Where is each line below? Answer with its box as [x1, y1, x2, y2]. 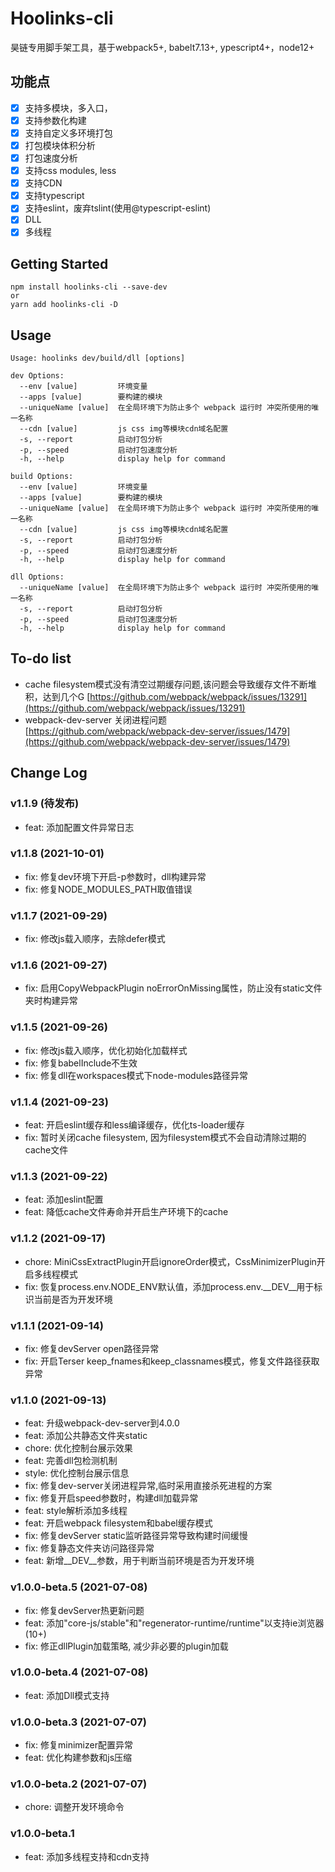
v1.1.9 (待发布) [10, 797, 80, 811]
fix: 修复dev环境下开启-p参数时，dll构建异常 [24, 870, 207, 882]
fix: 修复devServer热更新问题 [24, 1604, 145, 1616]
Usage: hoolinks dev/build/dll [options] [10, 353, 186, 364]
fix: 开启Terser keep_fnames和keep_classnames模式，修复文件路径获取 [24, 1355, 320, 1367]
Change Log [10, 765, 88, 782]
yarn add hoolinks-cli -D [10, 300, 118, 310]
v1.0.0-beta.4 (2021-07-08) [10, 1665, 149, 1679]
